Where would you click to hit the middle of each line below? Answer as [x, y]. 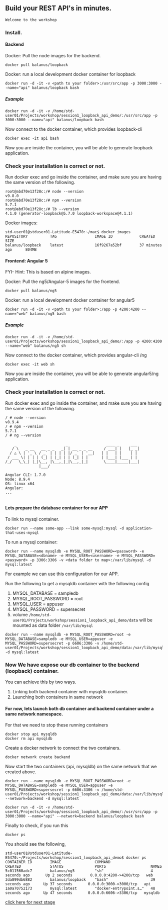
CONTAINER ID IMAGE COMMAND [58, 862]
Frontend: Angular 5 [26, 260]
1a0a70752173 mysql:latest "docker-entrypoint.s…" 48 [80, 889]
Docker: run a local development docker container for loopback [70, 74]
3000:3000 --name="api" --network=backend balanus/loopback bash [74, 816]
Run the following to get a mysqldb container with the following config [77, 583]
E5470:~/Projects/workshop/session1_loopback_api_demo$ [64, 858]
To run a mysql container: [31, 542]
